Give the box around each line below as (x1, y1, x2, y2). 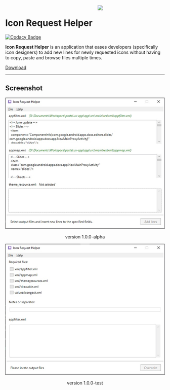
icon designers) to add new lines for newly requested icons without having (5, 49, 161, 55)
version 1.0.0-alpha (65, 233, 105, 240)
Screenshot (5, 84, 43, 93)
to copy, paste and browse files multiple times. (5, 54, 102, 60)
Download (5, 64, 27, 70)
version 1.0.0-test (67, 380, 103, 386)
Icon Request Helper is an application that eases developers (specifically (5, 44, 158, 50)
